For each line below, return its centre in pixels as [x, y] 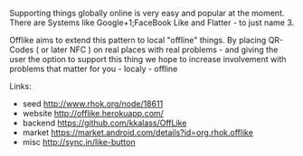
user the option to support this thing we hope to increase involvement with [148, 59]
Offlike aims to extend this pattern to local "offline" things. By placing [138, 40]
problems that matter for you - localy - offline [94, 69]
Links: [20, 86]
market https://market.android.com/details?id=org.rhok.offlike [137, 133]
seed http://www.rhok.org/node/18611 [93, 104]
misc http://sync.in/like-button [79, 142]
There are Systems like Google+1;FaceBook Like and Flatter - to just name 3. [152, 23]
